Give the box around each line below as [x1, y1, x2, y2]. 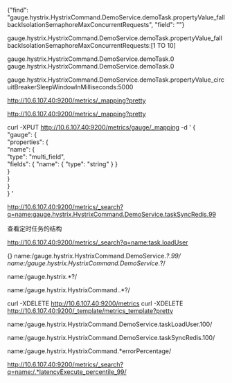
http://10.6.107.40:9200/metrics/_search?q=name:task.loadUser [7, 238, 188, 247]
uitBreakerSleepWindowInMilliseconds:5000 [7, 83, 134, 91]
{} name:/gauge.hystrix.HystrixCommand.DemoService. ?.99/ [7, 252, 181, 260]
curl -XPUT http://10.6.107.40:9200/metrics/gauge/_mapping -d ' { [7, 123, 196, 131]
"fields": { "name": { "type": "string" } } [7, 160, 118, 168]
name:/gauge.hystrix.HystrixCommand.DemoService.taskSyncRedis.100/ [7, 334, 215, 341]
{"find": [7, 6, 29, 14]
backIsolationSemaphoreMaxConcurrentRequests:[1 [7, 42, 156, 49]
